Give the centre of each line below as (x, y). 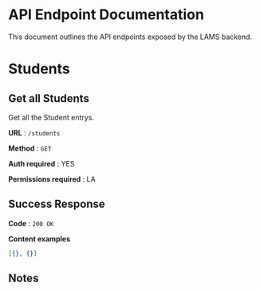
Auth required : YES (41, 163)
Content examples (39, 239)
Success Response (57, 204)
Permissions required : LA (52, 179)
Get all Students (49, 98)
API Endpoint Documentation (106, 15)
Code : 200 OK (31, 223)
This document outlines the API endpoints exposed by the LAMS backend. (130, 37)
